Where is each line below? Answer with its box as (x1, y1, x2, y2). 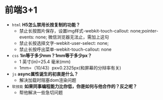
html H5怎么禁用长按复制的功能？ (11, 22, 80, 28)
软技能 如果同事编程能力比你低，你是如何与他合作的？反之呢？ (11, 83, 137, 89)
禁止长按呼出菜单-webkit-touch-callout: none (19, 46, 112, 52)
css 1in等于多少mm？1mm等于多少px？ (11, 52, 92, 58)
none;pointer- (130, 28, 159, 33)
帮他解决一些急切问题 (19, 89, 63, 95)
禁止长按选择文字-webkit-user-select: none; (19, 40, 109, 46)
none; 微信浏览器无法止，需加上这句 (35, 34, 109, 40)
